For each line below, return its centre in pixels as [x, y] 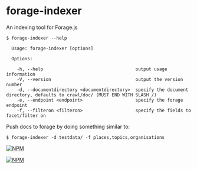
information [21, 74]
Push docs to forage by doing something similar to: [68, 126]
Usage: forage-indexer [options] [52, 48]
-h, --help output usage [92, 69]
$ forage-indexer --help [37, 38]
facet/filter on [26, 116]
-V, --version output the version [100, 79]
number [14, 84]
